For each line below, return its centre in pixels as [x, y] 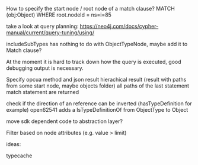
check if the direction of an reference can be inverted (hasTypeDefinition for [99, 103]
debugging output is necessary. [45, 68]
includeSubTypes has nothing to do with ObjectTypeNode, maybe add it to [97, 44]
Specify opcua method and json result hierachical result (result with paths [96, 80]
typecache [19, 156]
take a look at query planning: [42, 26]
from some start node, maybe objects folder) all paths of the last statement [98, 86]
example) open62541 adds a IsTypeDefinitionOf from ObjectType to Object [97, 110]
